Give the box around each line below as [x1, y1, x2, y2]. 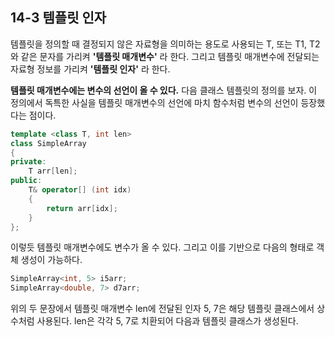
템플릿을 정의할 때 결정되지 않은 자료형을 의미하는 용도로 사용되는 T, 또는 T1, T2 [10, 38, 321, 50]
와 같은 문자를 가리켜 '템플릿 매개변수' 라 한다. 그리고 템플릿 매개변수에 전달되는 [10, 50, 320, 62]
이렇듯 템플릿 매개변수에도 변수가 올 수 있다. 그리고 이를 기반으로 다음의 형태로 [10, 241, 315, 253]
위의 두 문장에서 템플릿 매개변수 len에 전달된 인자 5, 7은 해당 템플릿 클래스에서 [10, 303, 315, 315]
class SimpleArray [10, 138, 87, 148]
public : [10, 176, 43, 186]
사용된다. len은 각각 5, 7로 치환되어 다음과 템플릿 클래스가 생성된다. [36, 315, 299, 327]
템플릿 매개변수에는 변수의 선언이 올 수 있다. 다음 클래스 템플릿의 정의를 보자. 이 [10, 84, 318, 96]
